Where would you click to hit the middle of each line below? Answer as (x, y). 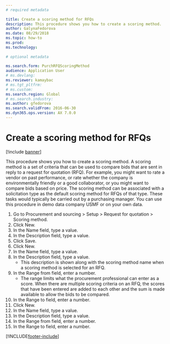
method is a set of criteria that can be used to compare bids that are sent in (84, 167)
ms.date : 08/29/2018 (27, 33)
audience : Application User (35, 71)
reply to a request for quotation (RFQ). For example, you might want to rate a (85, 172)
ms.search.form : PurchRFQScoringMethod (48, 66)
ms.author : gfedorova (29, 104)
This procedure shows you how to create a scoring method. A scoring (78, 161)
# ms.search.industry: (30, 99)
